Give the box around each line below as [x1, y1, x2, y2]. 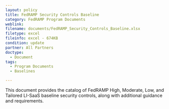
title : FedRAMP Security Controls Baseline [5, 12, 100, 17]
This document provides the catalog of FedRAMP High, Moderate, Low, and [5, 87, 164, 93]
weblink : [5, 21, 24, 27]
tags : [5, 59, 17, 64]
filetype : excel [5, 31, 40, 36]
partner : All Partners [5, 45, 54, 50]
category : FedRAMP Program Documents [5, 17, 86, 22]
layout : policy [5, 7, 38, 13]
